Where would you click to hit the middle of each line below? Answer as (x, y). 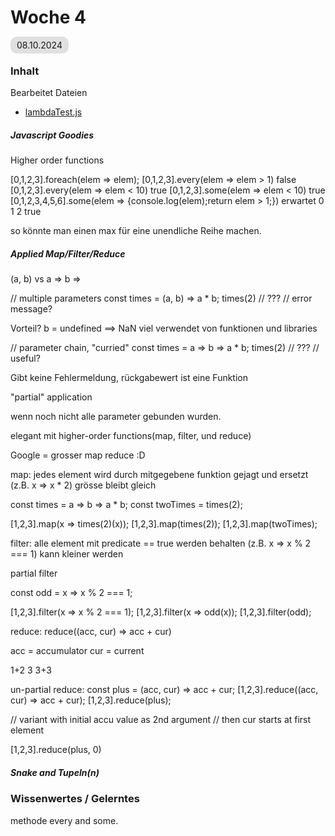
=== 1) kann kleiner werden (67, 554)
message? (31, 309)
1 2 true (26, 212)
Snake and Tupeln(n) (55, 772)
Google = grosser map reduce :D (78, 455)
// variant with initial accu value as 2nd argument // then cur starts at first (161, 720)
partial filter (34, 573)
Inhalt (25, 71)
